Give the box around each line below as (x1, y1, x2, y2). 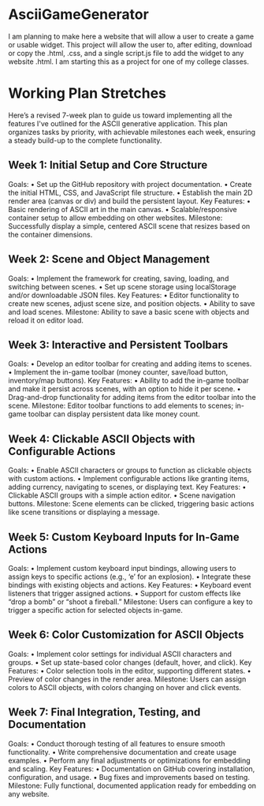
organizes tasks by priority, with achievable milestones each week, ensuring (8, 127, 256, 136)
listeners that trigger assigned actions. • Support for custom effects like (8, 588, 241, 598)
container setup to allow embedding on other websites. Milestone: (8, 213, 223, 222)
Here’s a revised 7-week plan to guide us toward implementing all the (8, 110, 232, 120)
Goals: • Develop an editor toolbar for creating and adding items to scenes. (8, 359, 252, 368)
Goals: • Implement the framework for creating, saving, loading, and (8, 274, 229, 283)
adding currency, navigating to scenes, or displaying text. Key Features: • (8, 483, 247, 492)
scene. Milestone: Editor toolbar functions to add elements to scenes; (8, 401, 234, 411)
